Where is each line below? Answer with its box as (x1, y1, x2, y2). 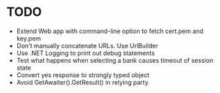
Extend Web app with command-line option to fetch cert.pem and (16, 27, 203, 35)
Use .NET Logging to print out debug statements (16, 49, 155, 57)
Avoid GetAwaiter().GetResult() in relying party (16, 78, 149, 86)
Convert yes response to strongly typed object (16, 70, 150, 79)
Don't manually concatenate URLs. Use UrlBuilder (16, 41, 158, 50)
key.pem (16, 34, 42, 42)
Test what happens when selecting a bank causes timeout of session (16, 56, 214, 64)
